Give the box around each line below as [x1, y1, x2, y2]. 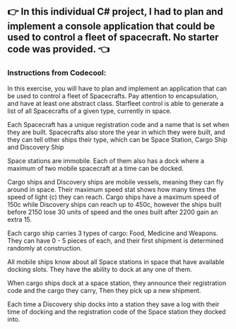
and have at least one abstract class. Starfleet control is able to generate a [7, 99, 224, 107]
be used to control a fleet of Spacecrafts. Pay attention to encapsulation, [7, 91, 219, 100]
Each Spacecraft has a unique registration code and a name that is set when [7, 120, 230, 128]
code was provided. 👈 [7, 43, 110, 55]
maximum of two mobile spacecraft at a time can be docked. [7, 164, 184, 172]
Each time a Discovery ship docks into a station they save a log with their [7, 299, 220, 309]
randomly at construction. [7, 244, 83, 252]
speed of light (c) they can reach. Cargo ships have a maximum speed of [7, 193, 220, 201]
